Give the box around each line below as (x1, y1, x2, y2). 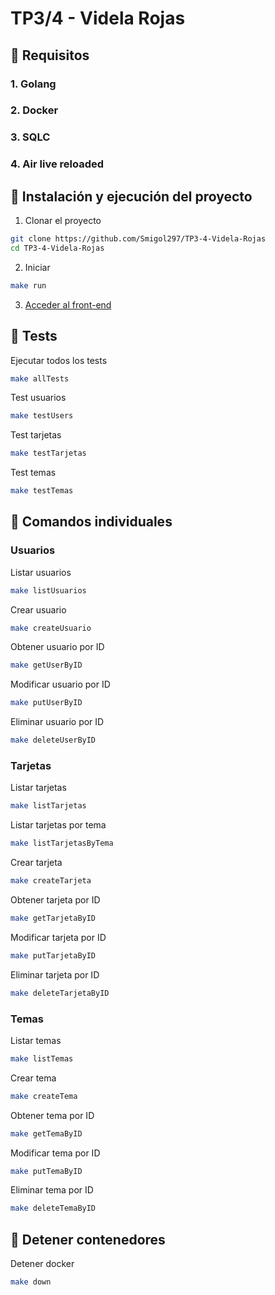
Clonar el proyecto (24, 215, 102, 227)
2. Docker (10, 103, 59, 117)
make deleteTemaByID (10, 1203, 97, 1214)
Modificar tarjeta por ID (10, 931, 107, 943)
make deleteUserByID (10, 735, 97, 746)
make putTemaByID (10, 1166, 83, 1176)
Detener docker (10, 1258, 75, 1270)
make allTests (10, 373, 70, 384)
